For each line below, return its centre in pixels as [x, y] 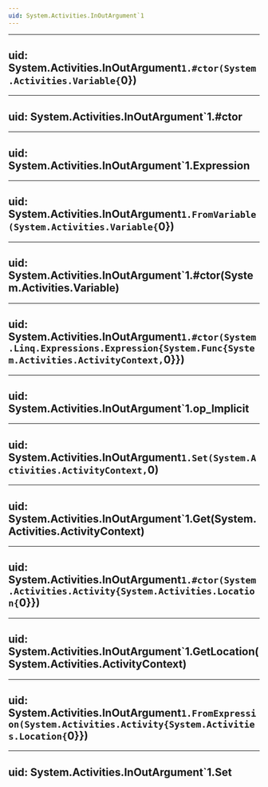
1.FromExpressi [219, 713]
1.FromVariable [219, 215]
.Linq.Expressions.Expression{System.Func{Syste [132, 348]
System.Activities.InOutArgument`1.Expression [129, 166]
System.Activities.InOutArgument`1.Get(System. [132, 518]
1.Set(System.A [219, 458]
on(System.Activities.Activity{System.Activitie [132, 724]
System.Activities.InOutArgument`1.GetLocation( [134, 652]
